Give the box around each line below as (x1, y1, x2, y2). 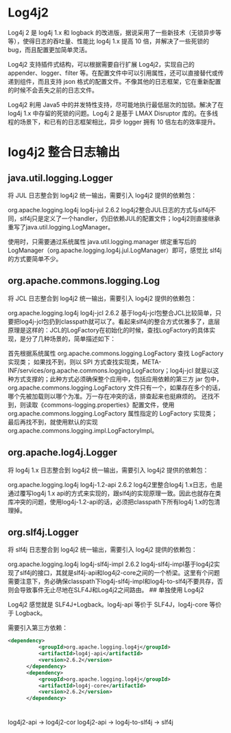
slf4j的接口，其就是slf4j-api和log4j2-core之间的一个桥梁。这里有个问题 (19, 569, 220, 577)
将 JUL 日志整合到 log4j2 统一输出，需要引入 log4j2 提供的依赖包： (8, 191, 197, 199)
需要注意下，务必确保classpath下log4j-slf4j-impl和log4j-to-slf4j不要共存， (8, 577, 218, 585)
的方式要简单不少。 (8, 254, 62, 262)
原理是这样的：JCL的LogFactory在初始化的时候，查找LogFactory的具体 (8, 326, 210, 334)
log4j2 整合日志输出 (8, 144, 121, 160)
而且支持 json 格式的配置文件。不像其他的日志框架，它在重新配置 (37, 77, 221, 85)
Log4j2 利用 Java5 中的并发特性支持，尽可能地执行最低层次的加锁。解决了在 (8, 100, 224, 109)
